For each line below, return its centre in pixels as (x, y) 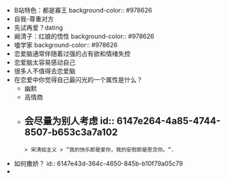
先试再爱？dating (38, 27)
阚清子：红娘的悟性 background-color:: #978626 (84, 36)
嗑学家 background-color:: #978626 (66, 45)
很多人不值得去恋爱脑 (44, 71)
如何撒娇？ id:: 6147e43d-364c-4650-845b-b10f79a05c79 (98, 163)
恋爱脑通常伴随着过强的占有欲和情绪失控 (72, 54)
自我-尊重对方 (34, 19)
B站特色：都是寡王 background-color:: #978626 (83, 10)
